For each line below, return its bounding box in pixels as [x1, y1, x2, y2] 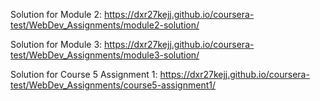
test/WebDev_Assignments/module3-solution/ [10, 49, 200, 61]
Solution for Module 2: [10, 9, 102, 20]
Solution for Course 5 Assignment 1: [10, 69, 158, 80]
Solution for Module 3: [10, 39, 103, 50]
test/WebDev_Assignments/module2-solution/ [10, 19, 200, 31]
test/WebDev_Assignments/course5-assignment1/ [10, 79, 216, 91]
